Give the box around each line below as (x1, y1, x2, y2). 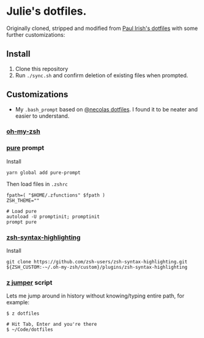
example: (6, 299, 29, 306)
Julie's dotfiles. (6, 4, 87, 18)
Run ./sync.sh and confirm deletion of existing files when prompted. (15, 72, 189, 79)
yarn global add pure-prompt (6, 170, 81, 176)
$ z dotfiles (6, 310, 40, 317)
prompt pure (6, 219, 37, 225)
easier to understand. (15, 112, 70, 119)
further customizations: (6, 31, 66, 38)
